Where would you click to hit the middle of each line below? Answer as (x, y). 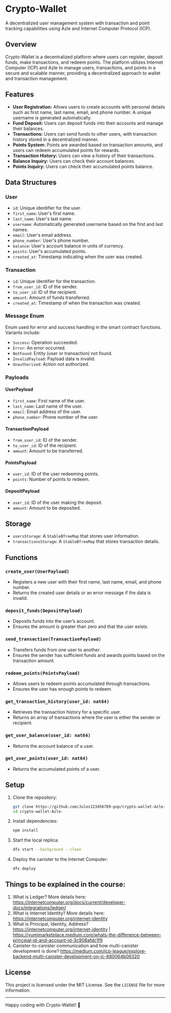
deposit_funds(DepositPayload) (44, 611)
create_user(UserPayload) (37, 571)
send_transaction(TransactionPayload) (53, 639)
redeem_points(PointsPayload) (43, 673)
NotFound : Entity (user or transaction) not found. (63, 353)
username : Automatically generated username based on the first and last (88, 224)
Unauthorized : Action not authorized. (51, 364)
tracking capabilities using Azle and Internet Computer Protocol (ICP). (78, 28)
